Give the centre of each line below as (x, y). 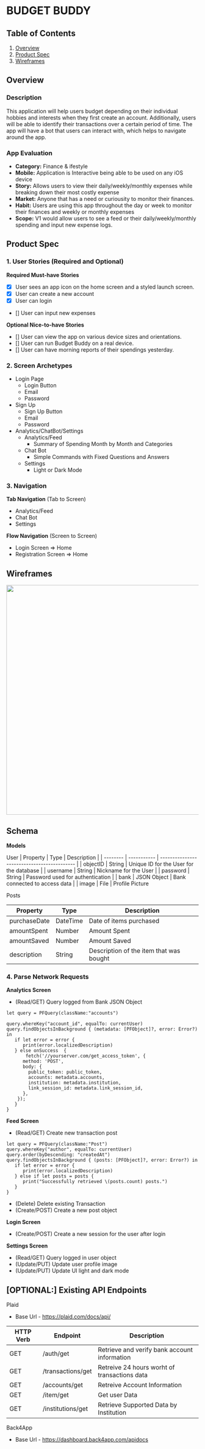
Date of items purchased (124, 921)
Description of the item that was (135, 951)
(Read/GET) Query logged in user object (66, 1258)
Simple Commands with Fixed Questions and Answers (101, 457)
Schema (22, 831)
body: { (32, 1067)
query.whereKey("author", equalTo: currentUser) (69, 1149)
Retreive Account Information (140, 1385)
